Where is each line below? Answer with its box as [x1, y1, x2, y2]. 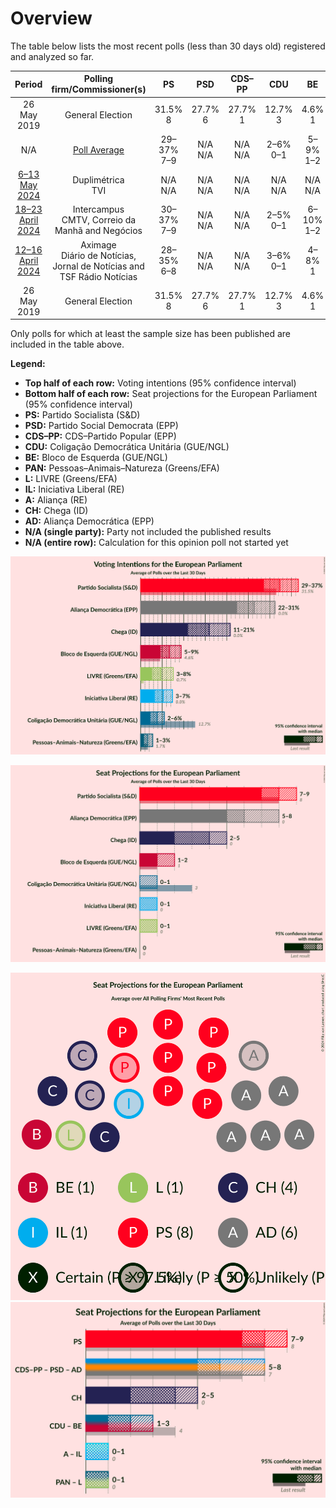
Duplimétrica [72, 173, 125, 186]
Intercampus [72, 203, 125, 216]
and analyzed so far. [10, 50, 95, 62]
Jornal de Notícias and [52, 260, 145, 272]
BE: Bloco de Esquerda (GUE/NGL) [24, 452, 168, 464]
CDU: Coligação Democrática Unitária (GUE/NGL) [24, 441, 230, 453]
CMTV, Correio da [61, 214, 137, 226]
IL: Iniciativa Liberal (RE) [24, 483, 125, 496]
